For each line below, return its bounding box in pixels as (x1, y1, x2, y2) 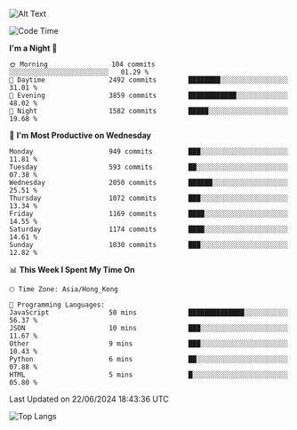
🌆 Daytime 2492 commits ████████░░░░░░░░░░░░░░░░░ (9, 76, 289, 84)
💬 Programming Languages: (9, 300, 105, 309)
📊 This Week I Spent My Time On (9, 265, 135, 275)
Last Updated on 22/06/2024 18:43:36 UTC (9, 394, 169, 404)
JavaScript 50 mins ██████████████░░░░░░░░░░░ (9, 308, 289, 317)
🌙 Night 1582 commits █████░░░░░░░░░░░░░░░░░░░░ (9, 107, 289, 115)
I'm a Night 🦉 (9, 43, 58, 53)
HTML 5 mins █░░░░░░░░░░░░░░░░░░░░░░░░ (9, 370, 289, 379)
